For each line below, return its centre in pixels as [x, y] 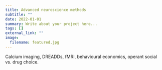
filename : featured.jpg [34, 42]
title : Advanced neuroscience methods [46, 10]
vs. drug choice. [22, 62]
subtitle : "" [19, 14]
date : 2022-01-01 [23, 19]
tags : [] [14, 28]
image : [12, 38]
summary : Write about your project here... [51, 24]
